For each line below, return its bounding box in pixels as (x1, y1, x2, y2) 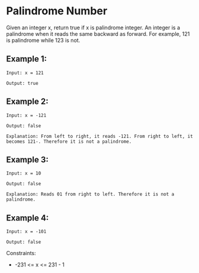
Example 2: (6, 97, 49, 107)
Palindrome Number (6, 4, 108, 18)
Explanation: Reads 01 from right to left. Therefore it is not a (6, 191, 175, 198)
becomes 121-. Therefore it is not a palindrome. (6, 139, 132, 145)
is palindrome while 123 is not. (6, 36, 80, 44)
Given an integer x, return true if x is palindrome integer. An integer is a (6, 24, 181, 31)
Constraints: (6, 250, 36, 257)
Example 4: (6, 213, 49, 223)
